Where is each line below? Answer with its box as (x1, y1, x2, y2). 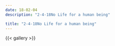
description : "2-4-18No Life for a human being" (5, 12, 110, 17)
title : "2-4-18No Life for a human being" (5, 21, 97, 26)
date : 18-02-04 (5, 7, 38, 13)
